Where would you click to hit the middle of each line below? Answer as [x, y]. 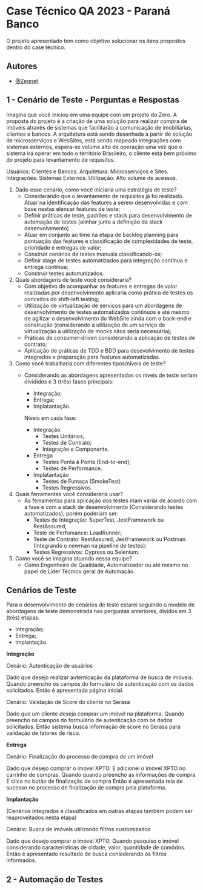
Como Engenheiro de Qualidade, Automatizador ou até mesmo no [106, 565]
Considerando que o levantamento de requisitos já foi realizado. [104, 196]
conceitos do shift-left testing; [62, 299]
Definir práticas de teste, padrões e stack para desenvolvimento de [108, 215]
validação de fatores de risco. [43, 733]
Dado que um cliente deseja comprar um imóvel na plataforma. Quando [95, 714]
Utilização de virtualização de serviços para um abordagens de [103, 305]
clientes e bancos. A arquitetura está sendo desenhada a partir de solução [99, 134]
